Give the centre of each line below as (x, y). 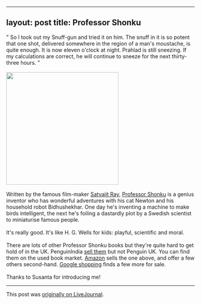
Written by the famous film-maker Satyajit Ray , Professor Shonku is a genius (100, 194)
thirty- (179, 56)
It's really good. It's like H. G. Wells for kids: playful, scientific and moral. (95, 232)
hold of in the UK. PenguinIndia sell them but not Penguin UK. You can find (98, 251)
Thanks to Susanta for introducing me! (53, 277)
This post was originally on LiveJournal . (55, 294)
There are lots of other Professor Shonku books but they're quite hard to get (100, 245)
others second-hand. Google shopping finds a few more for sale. (86, 264)
